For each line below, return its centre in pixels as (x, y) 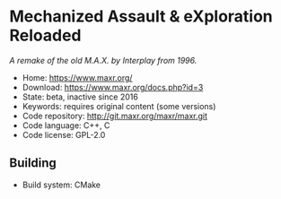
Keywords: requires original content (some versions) (119, 106)
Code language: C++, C (66, 125)
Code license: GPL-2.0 (64, 134)
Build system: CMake (61, 185)
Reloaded (45, 35)
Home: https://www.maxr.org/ (77, 77)
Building (33, 163)
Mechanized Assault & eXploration (141, 17)
